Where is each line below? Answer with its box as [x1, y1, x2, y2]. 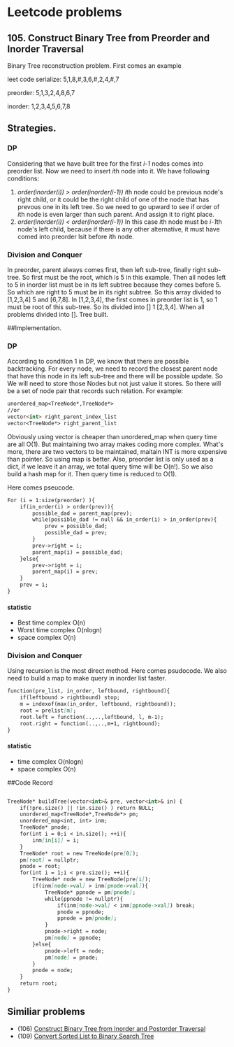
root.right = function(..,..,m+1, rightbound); [20, 720, 161, 727]
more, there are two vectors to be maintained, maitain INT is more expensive [7, 447, 228, 455]
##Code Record [7, 778, 53, 787]
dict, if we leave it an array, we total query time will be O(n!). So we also [7, 462, 213, 471]
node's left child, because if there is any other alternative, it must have [17, 225, 220, 233]
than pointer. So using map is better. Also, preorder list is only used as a [7, 455, 214, 463]
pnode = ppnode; [57, 909, 105, 916]
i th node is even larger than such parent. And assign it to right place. [17, 210, 214, 218]
